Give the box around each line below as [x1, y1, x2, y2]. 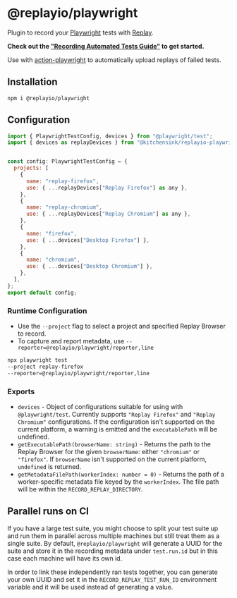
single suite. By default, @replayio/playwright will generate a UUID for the [7, 539, 223, 547]
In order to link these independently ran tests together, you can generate [7, 568, 218, 576]
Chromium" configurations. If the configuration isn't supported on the [17, 417, 215, 426]
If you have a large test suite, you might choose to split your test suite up [7, 524, 219, 532]
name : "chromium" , [25, 256, 80, 264]
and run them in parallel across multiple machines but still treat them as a [7, 531, 220, 540]
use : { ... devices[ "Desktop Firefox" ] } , [25, 236, 150, 244]
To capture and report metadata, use [17, 336, 125, 345]
